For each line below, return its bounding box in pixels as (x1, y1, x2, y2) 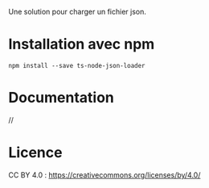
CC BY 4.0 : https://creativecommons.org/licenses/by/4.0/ (8, 169, 201, 180)
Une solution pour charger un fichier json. (8, 7, 146, 16)
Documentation (8, 89, 115, 107)
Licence (8, 144, 63, 162)
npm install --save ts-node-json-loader (8, 61, 146, 69)
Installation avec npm (8, 36, 155, 53)
